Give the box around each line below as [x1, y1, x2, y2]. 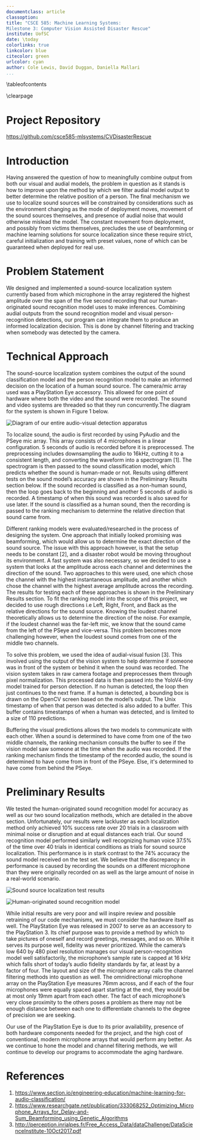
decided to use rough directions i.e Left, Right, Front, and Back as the [6, 602, 177, 609]
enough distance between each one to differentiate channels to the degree [6, 1005, 190, 1013]
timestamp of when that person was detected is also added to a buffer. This [6, 702, 192, 709]
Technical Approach [6, 350, 109, 364]
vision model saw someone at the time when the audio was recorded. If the [6, 745, 191, 752]
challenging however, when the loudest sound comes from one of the [6, 633, 177, 641]
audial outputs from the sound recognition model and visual [6, 310, 153, 317]
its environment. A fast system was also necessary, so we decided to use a [6, 557, 191, 564]
